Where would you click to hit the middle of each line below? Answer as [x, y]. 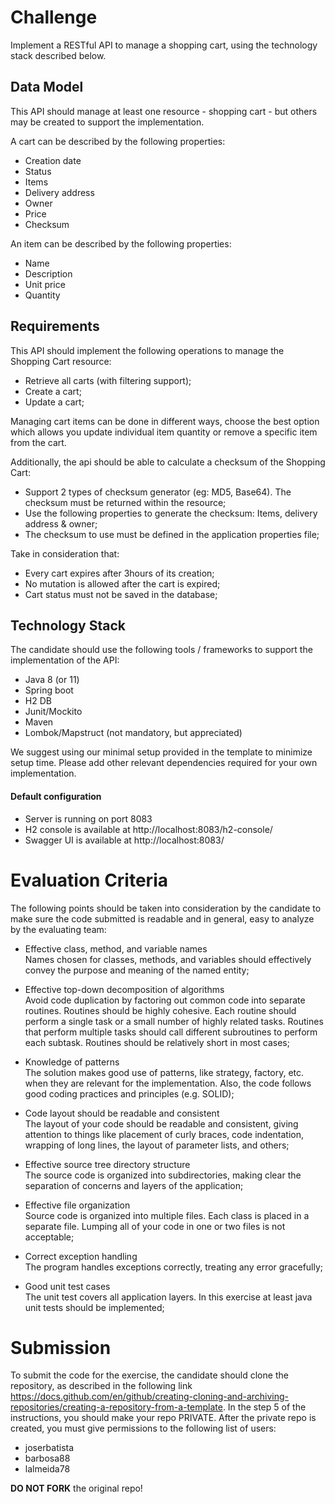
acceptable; [49, 1237]
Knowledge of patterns [72, 1062]
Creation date [53, 160]
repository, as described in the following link [101, 1386]
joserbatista [49, 1448]
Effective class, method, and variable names [116, 948]
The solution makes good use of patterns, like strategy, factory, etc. [164, 1072]
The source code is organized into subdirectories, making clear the [163, 1175]
